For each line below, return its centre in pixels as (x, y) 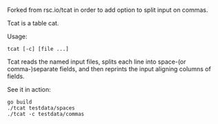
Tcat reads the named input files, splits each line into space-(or (97, 62)
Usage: (17, 36)
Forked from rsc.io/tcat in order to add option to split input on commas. (108, 10)
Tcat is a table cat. (33, 23)
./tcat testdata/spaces (41, 108)
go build (20, 102)
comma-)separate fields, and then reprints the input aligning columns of (109, 69)
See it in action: (29, 89)
